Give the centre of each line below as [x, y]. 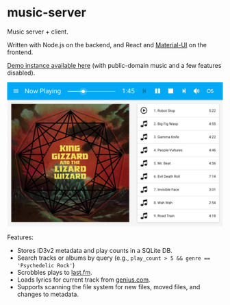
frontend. [20, 52]
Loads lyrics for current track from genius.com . [84, 280]
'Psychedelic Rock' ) [46, 265]
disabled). [21, 73]
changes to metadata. [48, 294]
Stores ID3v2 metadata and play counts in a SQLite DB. [94, 250]
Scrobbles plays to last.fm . [54, 272]
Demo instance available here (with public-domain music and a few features [114, 65]
